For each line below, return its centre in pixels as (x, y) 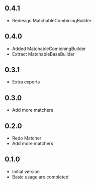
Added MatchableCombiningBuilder (49, 49)
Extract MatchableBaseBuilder (43, 54)
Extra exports (26, 82)
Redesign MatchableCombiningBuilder (52, 20)
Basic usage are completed (40, 177)
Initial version (26, 171)
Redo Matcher (27, 138)
